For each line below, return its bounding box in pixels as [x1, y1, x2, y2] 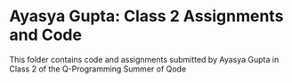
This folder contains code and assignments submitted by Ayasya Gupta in [9, 54, 280, 64]
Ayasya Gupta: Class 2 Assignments [9, 6, 284, 26]
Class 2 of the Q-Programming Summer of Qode [9, 64, 187, 74]
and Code [9, 25, 83, 45]
